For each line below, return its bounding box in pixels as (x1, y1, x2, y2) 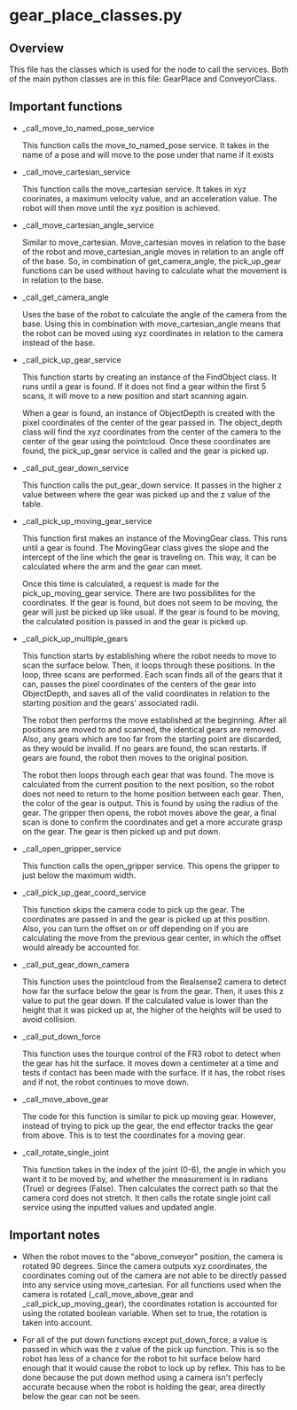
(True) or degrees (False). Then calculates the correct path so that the (21, 1183, 278, 1194)
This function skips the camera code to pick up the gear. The (21, 904, 246, 914)
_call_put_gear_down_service (21, 462, 129, 473)
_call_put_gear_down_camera (21, 959, 130, 969)
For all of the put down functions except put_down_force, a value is (21, 1334, 268, 1344)
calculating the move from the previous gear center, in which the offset (21, 932, 282, 943)
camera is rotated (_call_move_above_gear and (21, 1289, 194, 1299)
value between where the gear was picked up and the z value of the (21, 489, 271, 499)
